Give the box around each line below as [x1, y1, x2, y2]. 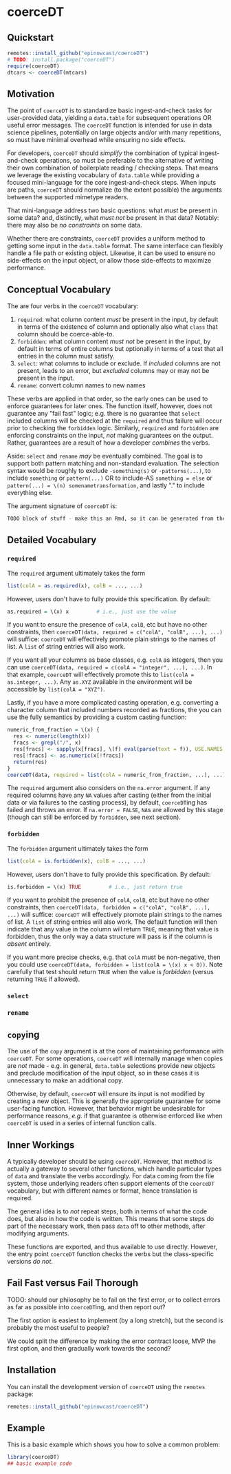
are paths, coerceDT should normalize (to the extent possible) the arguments [7, 185, 222, 194]
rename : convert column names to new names [16, 381, 146, 390]
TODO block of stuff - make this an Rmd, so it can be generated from [7, 515, 214, 523]
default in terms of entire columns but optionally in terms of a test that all [16, 345, 223, 353]
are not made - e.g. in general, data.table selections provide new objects [7, 1062, 215, 1070]
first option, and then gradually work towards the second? [7, 1344, 171, 1352]
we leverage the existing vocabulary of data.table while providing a [7, 171, 199, 179]
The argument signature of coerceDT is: [7, 502, 118, 510]
